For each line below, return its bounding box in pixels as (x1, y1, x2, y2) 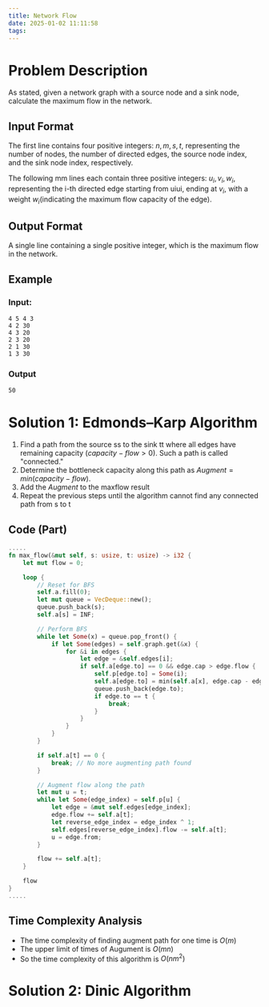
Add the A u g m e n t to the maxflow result (19, 482, 151, 492)
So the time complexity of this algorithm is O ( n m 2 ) (19, 952, 186, 964)
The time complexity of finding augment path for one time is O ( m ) (19, 936, 237, 945)
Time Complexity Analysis (8, 914, 143, 928)
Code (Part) (8, 522, 68, 536)
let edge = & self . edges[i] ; (79, 655, 174, 663)
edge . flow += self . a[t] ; (50, 811, 134, 819)
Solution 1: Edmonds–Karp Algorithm (8, 413, 258, 432)
